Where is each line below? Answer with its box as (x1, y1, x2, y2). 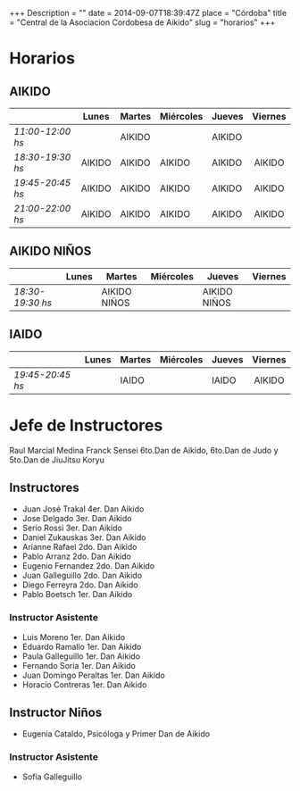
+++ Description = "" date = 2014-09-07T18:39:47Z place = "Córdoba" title (9, 8, 287, 18)
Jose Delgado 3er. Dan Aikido (21, 513, 132, 524)
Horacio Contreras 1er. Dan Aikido (21, 679, 147, 690)
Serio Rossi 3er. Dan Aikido (21, 522, 122, 534)
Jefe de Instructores (9, 415, 163, 436)
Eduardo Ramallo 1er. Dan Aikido (21, 641, 142, 652)
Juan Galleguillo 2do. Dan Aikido (21, 570, 143, 581)
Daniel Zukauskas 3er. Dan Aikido (21, 532, 146, 543)
